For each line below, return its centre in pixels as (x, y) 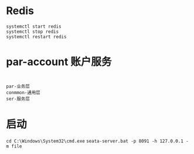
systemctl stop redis (33, 31)
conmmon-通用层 (23, 93)
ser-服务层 (18, 99)
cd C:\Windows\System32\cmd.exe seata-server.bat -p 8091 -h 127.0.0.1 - (97, 141)
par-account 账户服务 (59, 62)
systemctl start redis (34, 26)
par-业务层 (18, 86)
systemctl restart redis (36, 36)
